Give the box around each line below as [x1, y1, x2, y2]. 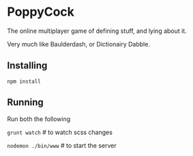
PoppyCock [7, 4, 75, 20]
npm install [7, 78, 41, 85]
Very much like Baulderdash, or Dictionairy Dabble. [7, 40, 150, 48]
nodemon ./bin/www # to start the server [7, 141, 117, 149]
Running [7, 96, 44, 108]
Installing [7, 60, 48, 72]
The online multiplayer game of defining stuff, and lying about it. [7, 27, 188, 35]
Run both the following [7, 114, 71, 123]
